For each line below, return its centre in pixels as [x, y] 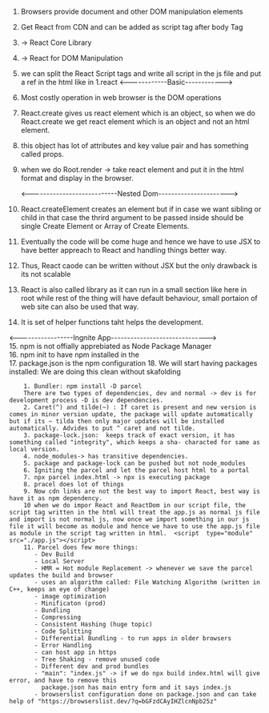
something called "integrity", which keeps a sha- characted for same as [135, 443]
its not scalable [46, 274]
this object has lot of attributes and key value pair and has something [134, 146]
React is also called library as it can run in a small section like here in [134, 290]
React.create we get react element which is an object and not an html [135, 122]
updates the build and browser [61, 575]
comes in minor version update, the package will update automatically [131, 415]
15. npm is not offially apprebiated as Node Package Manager [110, 346]
